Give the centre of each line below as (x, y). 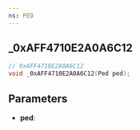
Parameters (38, 98)
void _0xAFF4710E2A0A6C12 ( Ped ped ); (69, 74)
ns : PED (21, 16)
